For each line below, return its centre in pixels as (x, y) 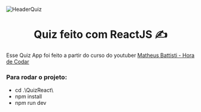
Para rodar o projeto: (37, 77)
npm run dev (31, 103)
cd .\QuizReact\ (34, 90)
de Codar (18, 61)
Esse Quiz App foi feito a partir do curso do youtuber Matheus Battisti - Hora (100, 55)
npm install (28, 96)
